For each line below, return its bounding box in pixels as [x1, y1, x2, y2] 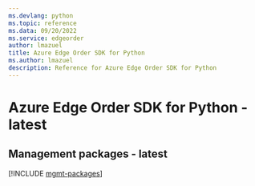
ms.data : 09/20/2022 [8, 26, 78, 34]
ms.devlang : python [8, 11, 74, 20]
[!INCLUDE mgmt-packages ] [8, 168, 103, 178]
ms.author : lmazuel [8, 57, 74, 65]
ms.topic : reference [8, 19, 78, 27]
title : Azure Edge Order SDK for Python [8, 49, 146, 57]
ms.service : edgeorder [8, 34, 84, 42]
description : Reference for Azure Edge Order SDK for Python [8, 64, 217, 72]
